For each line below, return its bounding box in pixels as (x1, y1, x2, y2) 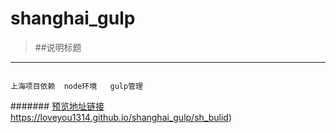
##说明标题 (34, 41, 82, 53)
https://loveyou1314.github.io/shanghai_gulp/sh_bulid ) (10, 111, 232, 123)
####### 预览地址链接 (10, 100, 105, 112)
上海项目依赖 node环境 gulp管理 (10, 81, 143, 91)
